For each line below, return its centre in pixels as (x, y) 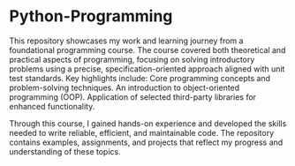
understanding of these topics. (65, 151)
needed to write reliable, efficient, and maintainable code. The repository (142, 132)
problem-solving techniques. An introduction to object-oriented (125, 87)
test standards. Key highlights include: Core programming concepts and (140, 78)
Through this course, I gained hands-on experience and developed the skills (148, 123)
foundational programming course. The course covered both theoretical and (147, 49)
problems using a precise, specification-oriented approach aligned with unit (147, 69)
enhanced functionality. (52, 106)
